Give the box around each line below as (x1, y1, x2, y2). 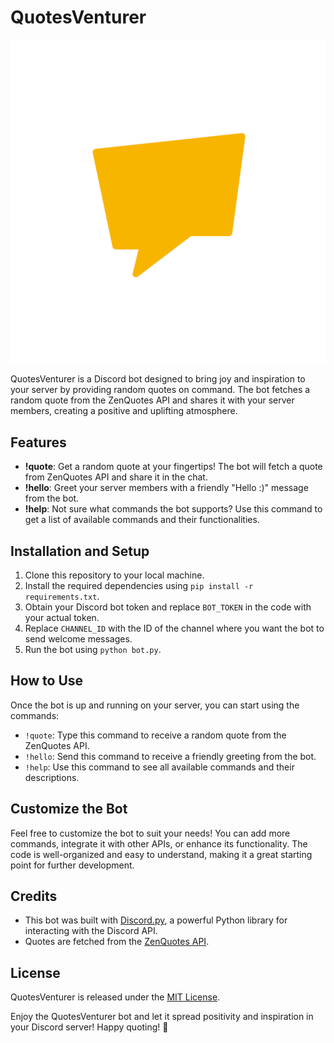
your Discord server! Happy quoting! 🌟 (10, 1021, 169, 1033)
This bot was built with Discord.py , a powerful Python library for (24, 914, 288, 926)
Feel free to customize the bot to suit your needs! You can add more (10, 827, 291, 839)
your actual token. (24, 611, 100, 623)
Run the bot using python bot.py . (24, 643, 162, 655)
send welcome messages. (24, 632, 133, 645)
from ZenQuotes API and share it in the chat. (24, 471, 208, 483)
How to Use (10, 672, 84, 690)
